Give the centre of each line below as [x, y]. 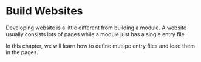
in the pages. [22, 52]
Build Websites [44, 11]
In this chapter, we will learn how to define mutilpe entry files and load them [101, 46]
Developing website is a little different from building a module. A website [96, 28]
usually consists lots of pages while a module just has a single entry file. [96, 34]
